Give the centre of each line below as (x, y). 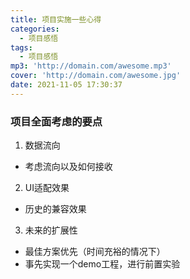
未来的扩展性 (51, 230)
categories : (35, 29)
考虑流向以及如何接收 (68, 167)
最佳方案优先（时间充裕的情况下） (95, 252)
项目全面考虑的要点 (56, 121)
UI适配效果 (47, 188)
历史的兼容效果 (55, 209)
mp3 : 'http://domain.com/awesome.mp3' (91, 66)
